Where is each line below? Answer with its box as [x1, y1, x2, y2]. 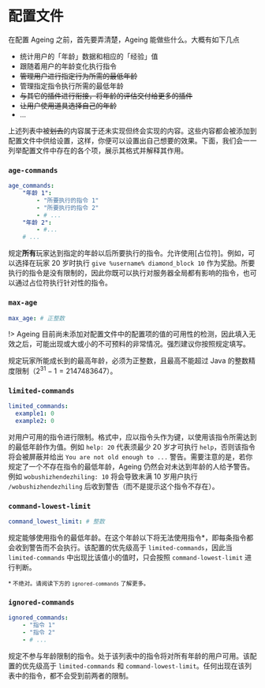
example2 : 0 [15, 417, 55, 425]
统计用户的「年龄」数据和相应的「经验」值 [19, 51, 159, 61]
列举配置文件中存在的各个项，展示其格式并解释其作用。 [8, 145, 188, 155]
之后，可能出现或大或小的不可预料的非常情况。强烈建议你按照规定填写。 [14, 339, 250, 349]
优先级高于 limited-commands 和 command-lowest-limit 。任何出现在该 [21, 660, 245, 671]
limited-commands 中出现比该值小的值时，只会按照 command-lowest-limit [8, 553, 243, 563]
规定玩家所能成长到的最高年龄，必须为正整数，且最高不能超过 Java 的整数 [8, 356, 249, 365]
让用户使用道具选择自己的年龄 [19, 100, 117, 110]
